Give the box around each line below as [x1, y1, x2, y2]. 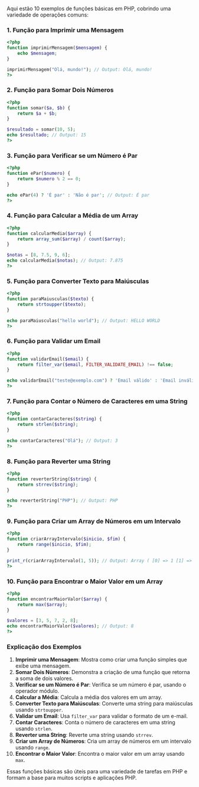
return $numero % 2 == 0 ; [17, 176, 81, 182]
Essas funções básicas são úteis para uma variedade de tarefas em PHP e [6, 768, 188, 775]
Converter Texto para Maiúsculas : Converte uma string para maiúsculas [15, 700, 193, 707]
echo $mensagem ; [17, 50, 58, 57]
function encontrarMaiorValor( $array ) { [6, 596, 108, 602]
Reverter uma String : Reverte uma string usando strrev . [15, 731, 154, 739]
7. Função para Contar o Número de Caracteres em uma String [6, 397, 188, 405]
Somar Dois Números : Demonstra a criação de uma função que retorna [15, 669, 191, 676]
